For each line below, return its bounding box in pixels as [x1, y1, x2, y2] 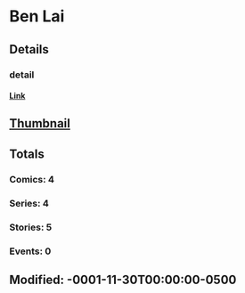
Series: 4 [9, 197, 49, 209]
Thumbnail [9, 116, 71, 131]
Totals [9, 146, 45, 161]
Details [9, 42, 49, 57]
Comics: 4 [9, 173, 55, 185]
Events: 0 [9, 245, 52, 257]
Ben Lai [9, 6, 65, 27]
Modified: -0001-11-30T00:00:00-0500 [9, 272, 237, 287]
